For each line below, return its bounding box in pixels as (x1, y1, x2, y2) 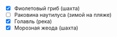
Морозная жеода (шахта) (14, 24, 79, 31)
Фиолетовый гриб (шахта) (14, 5, 80, 12)
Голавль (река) (14, 18, 53, 25)
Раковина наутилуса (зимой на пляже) (14, 12, 112, 18)
